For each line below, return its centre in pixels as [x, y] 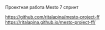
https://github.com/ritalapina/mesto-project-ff [52, 17]
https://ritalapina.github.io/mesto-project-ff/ [50, 22]
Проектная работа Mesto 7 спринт [42, 7]
